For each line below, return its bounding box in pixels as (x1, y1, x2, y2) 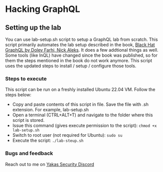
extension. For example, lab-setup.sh (12, 107, 89, 113)
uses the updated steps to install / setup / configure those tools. (5, 63, 137, 69)
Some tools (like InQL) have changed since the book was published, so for (5, 52, 158, 58)
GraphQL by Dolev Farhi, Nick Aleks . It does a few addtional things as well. (5, 47, 159, 53)
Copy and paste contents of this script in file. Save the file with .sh (12, 101, 149, 107)
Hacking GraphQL (5, 3, 81, 15)
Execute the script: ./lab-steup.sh (12, 138, 84, 144)
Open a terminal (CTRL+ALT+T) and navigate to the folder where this (12, 112, 153, 118)
